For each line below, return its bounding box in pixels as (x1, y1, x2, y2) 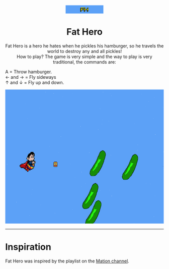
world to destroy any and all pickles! (47, 48, 122, 54)
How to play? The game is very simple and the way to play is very (17, 53, 152, 60)
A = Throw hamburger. (5, 69, 52, 75)
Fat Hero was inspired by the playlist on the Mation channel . (5, 258, 129, 264)
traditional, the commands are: (52, 59, 117, 65)
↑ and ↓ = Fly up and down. (5, 79, 64, 85)
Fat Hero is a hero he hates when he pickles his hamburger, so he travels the (5, 42, 164, 49)
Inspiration (5, 241, 51, 253)
